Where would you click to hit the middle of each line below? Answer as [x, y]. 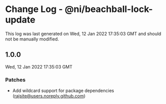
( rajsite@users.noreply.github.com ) [49, 96]
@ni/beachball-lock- [109, 9]
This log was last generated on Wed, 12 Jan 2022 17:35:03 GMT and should [83, 33]
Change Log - [34, 9]
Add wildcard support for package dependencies [63, 90]
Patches [16, 79]
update [20, 20]
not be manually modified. [32, 39]
